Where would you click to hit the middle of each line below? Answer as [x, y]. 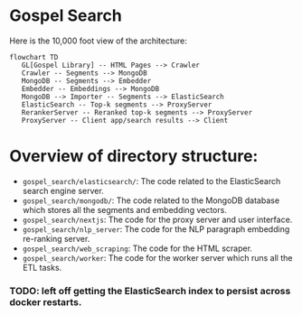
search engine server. [63, 190]
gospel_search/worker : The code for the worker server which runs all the [157, 257]
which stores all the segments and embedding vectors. [125, 209]
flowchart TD [34, 57]
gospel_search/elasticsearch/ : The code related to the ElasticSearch [151, 181]
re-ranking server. [56, 238]
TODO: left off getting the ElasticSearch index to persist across [150, 291]
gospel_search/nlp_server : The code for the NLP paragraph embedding [156, 229]
